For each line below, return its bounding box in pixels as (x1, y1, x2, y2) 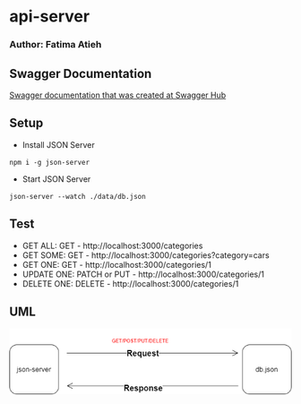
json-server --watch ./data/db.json (9, 192, 146, 201)
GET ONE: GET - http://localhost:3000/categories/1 (21, 259, 212, 270)
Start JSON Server (21, 173, 91, 185)
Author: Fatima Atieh (9, 39, 102, 51)
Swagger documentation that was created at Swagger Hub (9, 90, 227, 100)
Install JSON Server (21, 139, 96, 150)
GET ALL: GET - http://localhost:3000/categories (21, 240, 203, 251)
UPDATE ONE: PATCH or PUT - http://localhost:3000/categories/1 (21, 269, 265, 279)
